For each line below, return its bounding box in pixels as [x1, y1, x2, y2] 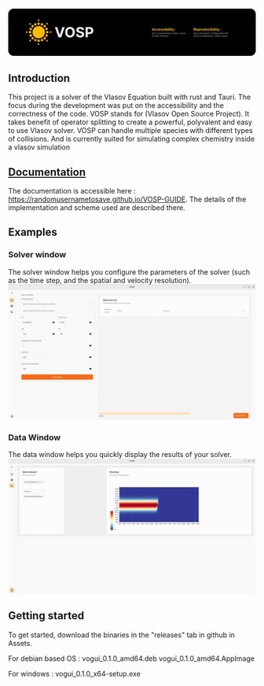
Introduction [8, 72, 71, 85]
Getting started [8, 609, 85, 622]
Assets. [8, 638, 33, 647]
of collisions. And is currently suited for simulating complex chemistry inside [8, 135, 255, 144]
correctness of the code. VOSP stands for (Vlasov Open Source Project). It [8, 109, 250, 119]
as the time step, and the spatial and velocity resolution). [8, 275, 192, 285]
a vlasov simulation [8, 142, 71, 152]
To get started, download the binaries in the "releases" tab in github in [8, 630, 236, 640]
